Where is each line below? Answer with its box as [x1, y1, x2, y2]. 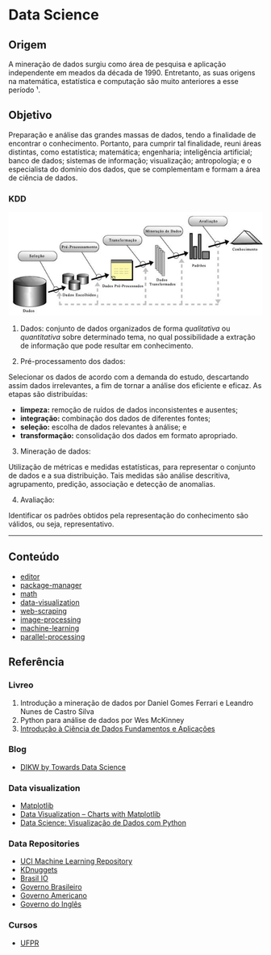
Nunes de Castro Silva [19, 706, 94, 716]
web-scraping [19, 606, 67, 615]
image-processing [19, 615, 81, 624]
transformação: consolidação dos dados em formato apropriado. [19, 431, 238, 441]
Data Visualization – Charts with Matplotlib [19, 809, 161, 819]
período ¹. [8, 85, 41, 95]
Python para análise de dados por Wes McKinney [19, 715, 185, 725]
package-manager [19, 580, 82, 589]
